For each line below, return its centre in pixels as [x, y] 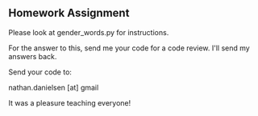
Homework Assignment [69, 13]
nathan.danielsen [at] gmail [54, 87]
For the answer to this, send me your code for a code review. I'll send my [129, 48]
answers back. [33, 56]
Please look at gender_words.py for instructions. [89, 32]
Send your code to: [40, 72]
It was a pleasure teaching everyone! [70, 102]
